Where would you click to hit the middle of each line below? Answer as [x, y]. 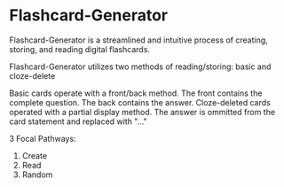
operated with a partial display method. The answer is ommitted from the [142, 112]
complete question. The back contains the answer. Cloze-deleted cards [140, 102]
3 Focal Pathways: [43, 138]
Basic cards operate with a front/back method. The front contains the [136, 93]
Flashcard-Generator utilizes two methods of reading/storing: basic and [140, 66]
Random [37, 175]
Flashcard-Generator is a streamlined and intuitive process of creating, [138, 40]
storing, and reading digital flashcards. [80, 49]
